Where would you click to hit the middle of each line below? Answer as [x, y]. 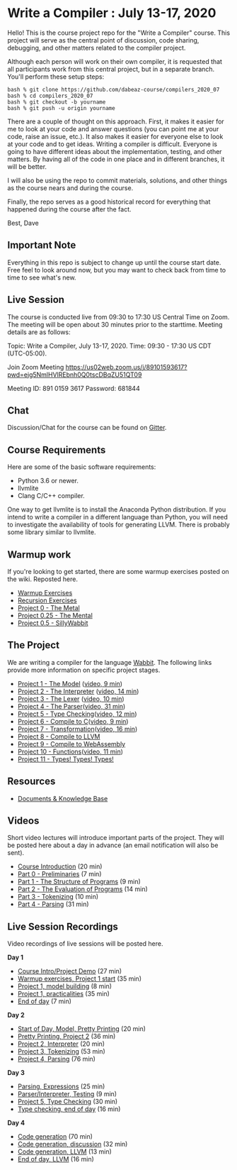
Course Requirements [57, 449]
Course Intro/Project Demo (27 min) [70, 971]
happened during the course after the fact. [69, 209]
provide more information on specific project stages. [84, 670]
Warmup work [39, 554]
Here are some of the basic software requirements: [82, 467]
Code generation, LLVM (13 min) [64, 1152]
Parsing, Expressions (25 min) [61, 1086]
